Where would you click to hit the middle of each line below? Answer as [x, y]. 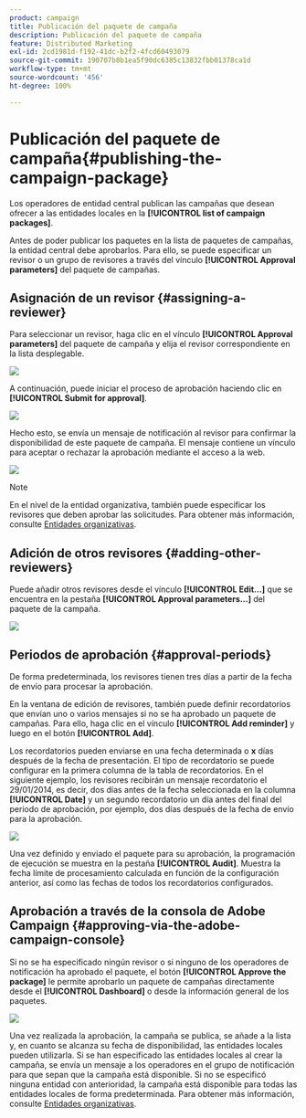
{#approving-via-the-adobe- [156, 926]
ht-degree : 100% [40, 86]
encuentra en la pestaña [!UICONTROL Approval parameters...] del [137, 599]
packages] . [31, 222]
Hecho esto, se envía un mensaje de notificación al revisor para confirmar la [153, 433]
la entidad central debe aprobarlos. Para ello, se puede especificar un [141, 250]
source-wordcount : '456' [57, 78]
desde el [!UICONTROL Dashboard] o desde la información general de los [149, 991]
